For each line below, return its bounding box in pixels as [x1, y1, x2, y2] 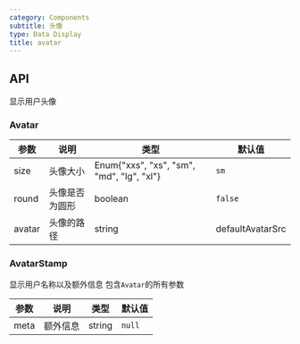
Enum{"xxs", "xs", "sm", [94, 159, 196, 172]
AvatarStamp [9, 257, 69, 270]
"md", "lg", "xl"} [94, 171, 161, 183]
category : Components [9, 13, 90, 22]
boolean [94, 193, 129, 206]
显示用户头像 [9, 96, 56, 107]
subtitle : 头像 [9, 21, 63, 30]
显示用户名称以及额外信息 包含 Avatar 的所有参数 [9, 279, 185, 289]
